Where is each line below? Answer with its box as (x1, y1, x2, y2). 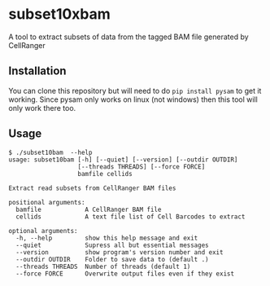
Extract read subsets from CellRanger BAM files (8, 184, 176, 192)
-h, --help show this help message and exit (15, 234, 198, 242)
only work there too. (8, 103, 76, 112)
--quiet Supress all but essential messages (15, 241, 209, 249)
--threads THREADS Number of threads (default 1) (15, 262, 191, 271)
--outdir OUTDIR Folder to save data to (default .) (15, 255, 209, 263)
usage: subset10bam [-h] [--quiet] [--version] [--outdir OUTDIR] (8, 156, 238, 164)
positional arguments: (8, 198, 85, 206)
